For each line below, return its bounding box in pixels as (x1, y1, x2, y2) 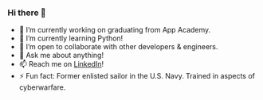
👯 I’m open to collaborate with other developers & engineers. (18, 42, 218, 52)
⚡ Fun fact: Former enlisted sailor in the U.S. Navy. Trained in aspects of (18, 71, 256, 81)
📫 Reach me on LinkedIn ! (18, 60, 104, 69)
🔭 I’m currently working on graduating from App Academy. (18, 25, 211, 35)
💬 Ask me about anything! (18, 51, 104, 60)
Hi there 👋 (7, 7, 47, 18)
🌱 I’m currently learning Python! (18, 33, 124, 43)
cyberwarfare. (18, 83, 66, 92)
